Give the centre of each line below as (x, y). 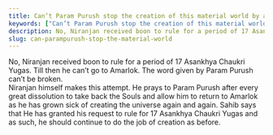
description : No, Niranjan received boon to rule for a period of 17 (129, 31)
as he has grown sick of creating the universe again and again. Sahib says (132, 105)
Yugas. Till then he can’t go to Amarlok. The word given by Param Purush (131, 71)
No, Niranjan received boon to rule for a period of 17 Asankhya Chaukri (127, 62)
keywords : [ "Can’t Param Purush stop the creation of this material (127, 24)
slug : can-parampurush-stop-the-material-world (91, 39)
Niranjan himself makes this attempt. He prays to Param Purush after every (133, 88)
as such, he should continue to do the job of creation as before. (115, 122)
